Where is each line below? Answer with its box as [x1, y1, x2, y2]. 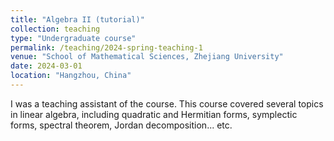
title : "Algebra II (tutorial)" [10, 14, 145, 25]
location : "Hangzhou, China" [10, 71, 132, 81]
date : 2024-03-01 [10, 61, 83, 71]
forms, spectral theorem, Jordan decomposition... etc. [10, 119, 233, 131]
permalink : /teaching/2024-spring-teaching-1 [10, 42, 203, 53]
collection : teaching [10, 24, 101, 34]
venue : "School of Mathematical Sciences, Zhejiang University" [10, 52, 284, 62]
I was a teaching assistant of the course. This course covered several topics [10, 97, 324, 110]
